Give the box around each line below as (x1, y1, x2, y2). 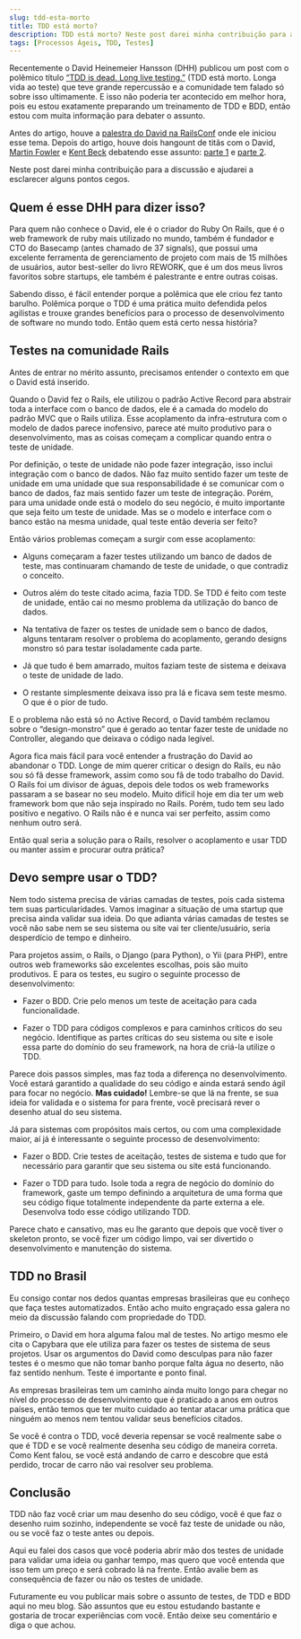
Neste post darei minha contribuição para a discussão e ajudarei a (9, 164, 254, 175)
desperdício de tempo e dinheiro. (9, 932, 132, 943)
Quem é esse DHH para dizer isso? (9, 199, 206, 215)
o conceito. (21, 570, 64, 580)
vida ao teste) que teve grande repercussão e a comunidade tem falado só (9, 82, 285, 92)
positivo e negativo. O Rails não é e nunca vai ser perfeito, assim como (9, 807, 271, 818)
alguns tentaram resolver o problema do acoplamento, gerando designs (21, 633, 288, 644)
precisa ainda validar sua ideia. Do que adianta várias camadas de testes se (9, 912, 289, 924)
